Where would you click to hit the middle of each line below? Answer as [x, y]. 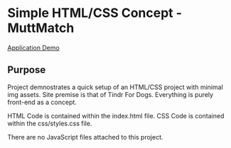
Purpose [27, 70]
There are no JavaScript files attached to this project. [85, 137]
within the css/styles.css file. [50, 123]
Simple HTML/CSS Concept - [95, 13]
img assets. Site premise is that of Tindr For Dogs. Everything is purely [111, 94]
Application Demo [34, 47]
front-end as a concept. [42, 102]
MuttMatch [41, 28]
